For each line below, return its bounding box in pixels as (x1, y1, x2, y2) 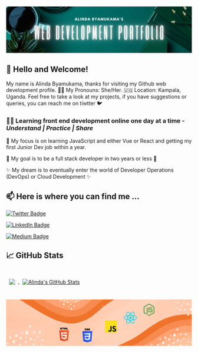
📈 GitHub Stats (6, 251, 64, 261)
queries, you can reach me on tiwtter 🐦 (6, 100, 103, 107)
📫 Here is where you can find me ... (6, 191, 140, 201)
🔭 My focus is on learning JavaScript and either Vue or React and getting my (6, 137, 192, 144)
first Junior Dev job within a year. (6, 144, 87, 151)
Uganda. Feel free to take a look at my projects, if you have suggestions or (6, 93, 187, 100)
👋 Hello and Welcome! (6, 64, 88, 74)
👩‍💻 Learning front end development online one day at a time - (6, 116, 185, 124)
